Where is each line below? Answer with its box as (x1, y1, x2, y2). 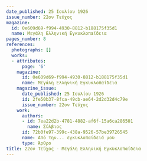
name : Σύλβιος (27, 124, 62, 130)
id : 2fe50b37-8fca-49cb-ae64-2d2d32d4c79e (21, 96, 128, 102)
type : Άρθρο (21, 140, 51, 146)
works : (11, 52, 28, 58)
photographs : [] (11, 47, 51, 53)
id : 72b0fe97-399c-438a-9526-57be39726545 (21, 129, 128, 136)
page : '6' (21, 63, 46, 70)
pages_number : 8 (6, 36, 46, 42)
